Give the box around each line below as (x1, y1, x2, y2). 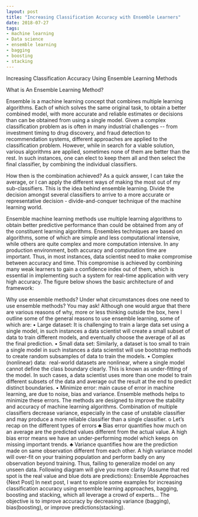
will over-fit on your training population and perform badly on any (6, 453, 165, 460)
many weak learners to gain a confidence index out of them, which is (6, 265, 174, 273)
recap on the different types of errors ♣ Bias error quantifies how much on (6, 422, 187, 429)
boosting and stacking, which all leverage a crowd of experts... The (6, 491, 170, 498)
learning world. (6, 203, 43, 210)
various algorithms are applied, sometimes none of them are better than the (6, 148, 190, 155)
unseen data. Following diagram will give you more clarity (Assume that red (6, 466, 189, 473)
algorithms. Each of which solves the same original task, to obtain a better (6, 104, 186, 111)
